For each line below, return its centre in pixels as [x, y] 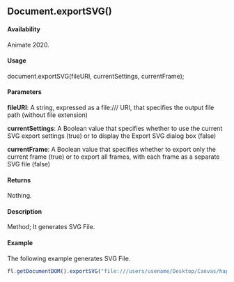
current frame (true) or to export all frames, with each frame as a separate [114, 157]
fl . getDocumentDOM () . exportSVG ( [54, 271]
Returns [19, 180]
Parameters [24, 92]
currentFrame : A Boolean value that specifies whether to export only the [111, 149]
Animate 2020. [29, 45]
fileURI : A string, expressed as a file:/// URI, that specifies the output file [111, 108]
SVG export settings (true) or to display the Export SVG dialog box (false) [112, 136]
